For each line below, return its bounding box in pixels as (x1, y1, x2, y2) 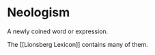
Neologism (7, 5, 70, 20)
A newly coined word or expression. (7, 27, 109, 35)
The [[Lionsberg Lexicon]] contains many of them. (7, 40, 148, 48)
